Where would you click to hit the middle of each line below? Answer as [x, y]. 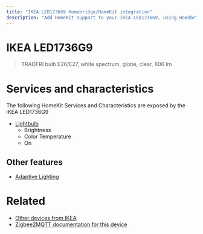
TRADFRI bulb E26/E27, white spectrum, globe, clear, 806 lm [96, 64]
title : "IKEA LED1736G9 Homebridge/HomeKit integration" [79, 12]
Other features [34, 162]
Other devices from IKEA [46, 218]
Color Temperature [47, 136]
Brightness [37, 130]
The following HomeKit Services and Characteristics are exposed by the [96, 105]
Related [26, 201]
